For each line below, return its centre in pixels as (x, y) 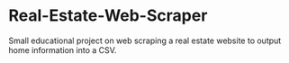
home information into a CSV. (63, 49)
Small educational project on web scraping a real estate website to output (145, 40)
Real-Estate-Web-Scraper (108, 16)
